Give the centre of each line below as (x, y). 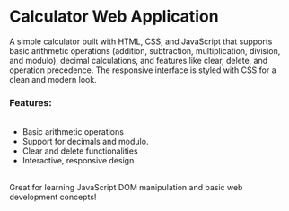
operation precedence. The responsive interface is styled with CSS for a (143, 70)
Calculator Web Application (114, 17)
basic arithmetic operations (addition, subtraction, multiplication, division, (145, 50)
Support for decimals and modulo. (85, 142)
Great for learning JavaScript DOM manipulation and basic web (126, 188)
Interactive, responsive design (78, 161)
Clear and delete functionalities (80, 151)
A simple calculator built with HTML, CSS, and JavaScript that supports (141, 41)
